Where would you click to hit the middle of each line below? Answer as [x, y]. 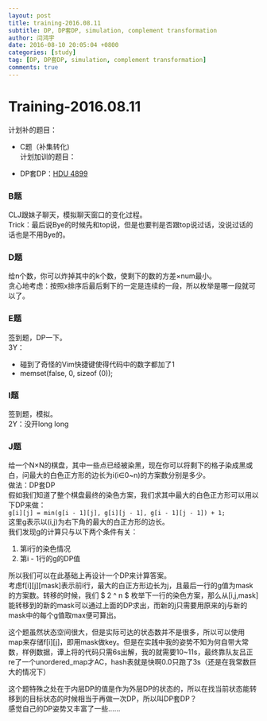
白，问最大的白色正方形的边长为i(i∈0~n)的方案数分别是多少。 [109, 475]
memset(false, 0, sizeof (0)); [66, 373]
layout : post [30, 16]
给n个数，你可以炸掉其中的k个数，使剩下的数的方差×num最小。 [112, 276]
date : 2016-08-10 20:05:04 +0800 [64, 45]
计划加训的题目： [48, 157]
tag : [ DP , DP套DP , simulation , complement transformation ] [107, 60]
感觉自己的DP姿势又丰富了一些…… [64, 709]
